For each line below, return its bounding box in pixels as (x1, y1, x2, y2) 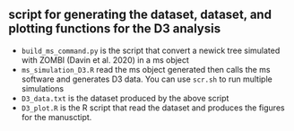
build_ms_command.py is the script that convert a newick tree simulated (21, 45, 281, 56)
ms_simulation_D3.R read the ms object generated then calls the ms (21, 64, 271, 74)
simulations (21, 83, 65, 93)
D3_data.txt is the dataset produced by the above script (21, 92, 229, 103)
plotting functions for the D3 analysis (8, 22, 221, 37)
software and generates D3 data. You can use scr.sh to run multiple (21, 74, 272, 84)
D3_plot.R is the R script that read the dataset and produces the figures (21, 102, 285, 113)
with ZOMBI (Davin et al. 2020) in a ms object (21, 54, 190, 65)
